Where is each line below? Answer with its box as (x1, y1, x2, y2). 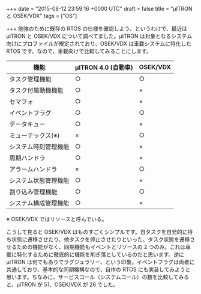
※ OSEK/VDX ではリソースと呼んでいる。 (6, 216, 107, 222)
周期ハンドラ (9, 154, 46, 162)
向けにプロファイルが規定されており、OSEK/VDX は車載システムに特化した (6, 40, 192, 47)
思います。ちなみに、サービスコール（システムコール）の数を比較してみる (6, 274, 190, 280)
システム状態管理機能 (9, 177, 70, 185)
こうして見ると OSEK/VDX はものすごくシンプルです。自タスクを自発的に (6, 228, 188, 235)
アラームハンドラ (9, 165, 58, 173)
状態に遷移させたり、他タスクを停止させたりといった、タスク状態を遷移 (11, 236, 190, 243)
